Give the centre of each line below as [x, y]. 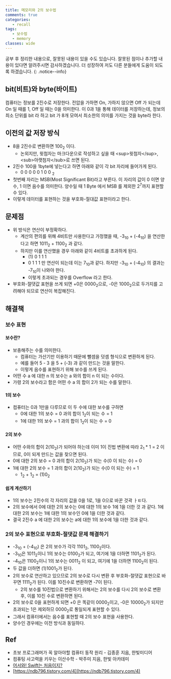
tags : [11, 29]
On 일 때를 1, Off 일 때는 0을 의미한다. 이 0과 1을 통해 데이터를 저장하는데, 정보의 [85, 109]
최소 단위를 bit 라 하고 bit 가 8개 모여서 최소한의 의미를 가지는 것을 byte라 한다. [84, 115]
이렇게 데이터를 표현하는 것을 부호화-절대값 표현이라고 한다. [72, 199]
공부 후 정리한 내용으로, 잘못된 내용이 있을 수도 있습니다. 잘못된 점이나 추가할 [81, 58]
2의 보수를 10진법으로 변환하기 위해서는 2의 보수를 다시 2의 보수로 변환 [91, 589]
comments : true [21, 15]
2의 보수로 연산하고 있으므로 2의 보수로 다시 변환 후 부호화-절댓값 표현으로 [87, 575]
